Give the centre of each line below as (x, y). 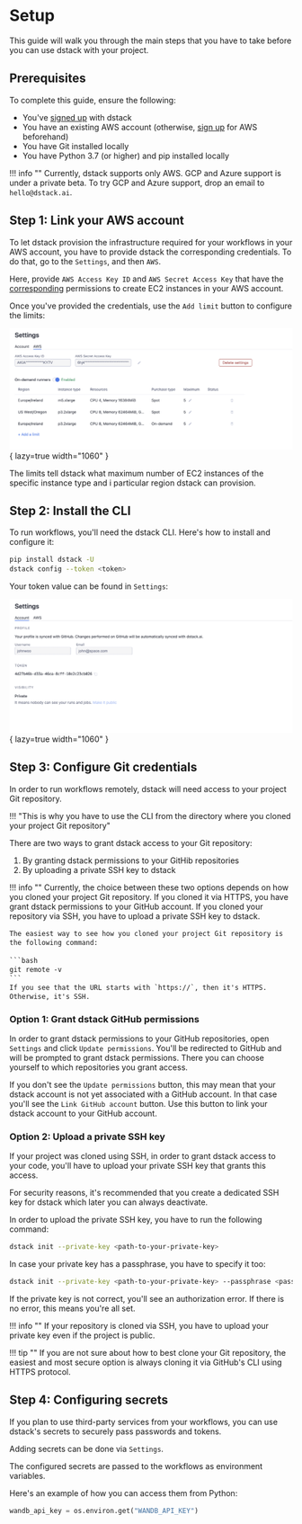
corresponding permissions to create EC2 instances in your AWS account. (147, 288)
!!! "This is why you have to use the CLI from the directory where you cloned (150, 815)
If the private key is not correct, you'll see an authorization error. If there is (147, 1299)
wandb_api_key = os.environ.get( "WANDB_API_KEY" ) (104, 1511)
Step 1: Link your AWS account (97, 221)
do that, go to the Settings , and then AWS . (85, 261)
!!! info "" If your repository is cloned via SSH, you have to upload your (139, 1326)
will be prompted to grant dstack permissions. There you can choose (137, 1058)
